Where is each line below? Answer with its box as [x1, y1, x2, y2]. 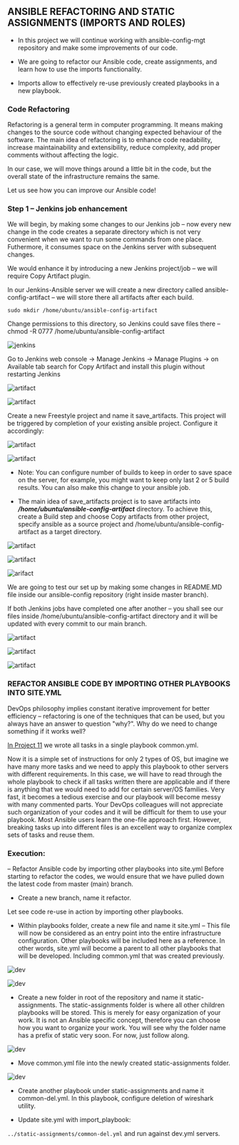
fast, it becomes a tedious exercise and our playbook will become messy [7, 792, 221, 801]
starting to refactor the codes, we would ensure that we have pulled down [7, 872, 225, 881]
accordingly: [7, 426, 44, 435]
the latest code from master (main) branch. [7, 880, 134, 888]
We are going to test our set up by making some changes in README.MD [7, 583, 223, 591]
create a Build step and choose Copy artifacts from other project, [17, 512, 210, 521]
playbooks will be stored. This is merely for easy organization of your [17, 1009, 221, 1016]
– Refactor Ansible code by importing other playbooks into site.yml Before [7, 864, 225, 873]
